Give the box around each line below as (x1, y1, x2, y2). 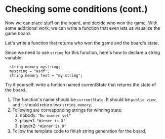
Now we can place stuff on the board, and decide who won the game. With (5, 20, 158, 26)
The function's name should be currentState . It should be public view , (12, 96, 157, 102)
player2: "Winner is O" (19, 123, 67, 129)
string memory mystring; (9, 64, 61, 69)
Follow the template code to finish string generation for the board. (12, 128, 147, 134)
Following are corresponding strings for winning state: (12, 107, 123, 113)
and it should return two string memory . (12, 101, 92, 107)
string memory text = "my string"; (9, 73, 83, 78)
